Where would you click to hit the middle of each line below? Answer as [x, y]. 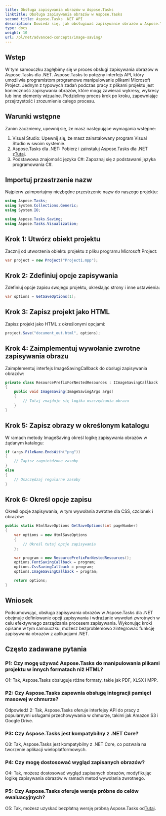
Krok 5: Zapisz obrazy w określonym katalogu [77, 426]
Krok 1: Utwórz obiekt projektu [53, 239]
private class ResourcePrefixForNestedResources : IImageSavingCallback [82, 382]
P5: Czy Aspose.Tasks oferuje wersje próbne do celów [72, 791]
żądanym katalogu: [24, 443]
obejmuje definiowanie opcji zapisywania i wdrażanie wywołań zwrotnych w [83, 618]
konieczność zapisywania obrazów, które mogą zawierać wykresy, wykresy [82, 90]
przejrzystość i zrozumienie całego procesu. [50, 101]
